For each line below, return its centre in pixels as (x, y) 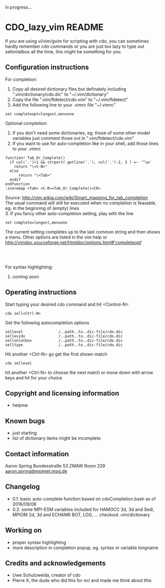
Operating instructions (41, 293)
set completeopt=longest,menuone (40, 114)
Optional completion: (27, 123)
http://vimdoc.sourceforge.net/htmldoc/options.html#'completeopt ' (74, 242)
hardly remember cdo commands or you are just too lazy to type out (75, 46)
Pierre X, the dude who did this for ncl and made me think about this (82, 581)
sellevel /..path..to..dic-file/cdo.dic (64, 332)
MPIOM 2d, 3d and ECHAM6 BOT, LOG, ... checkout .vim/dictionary (81, 514)
